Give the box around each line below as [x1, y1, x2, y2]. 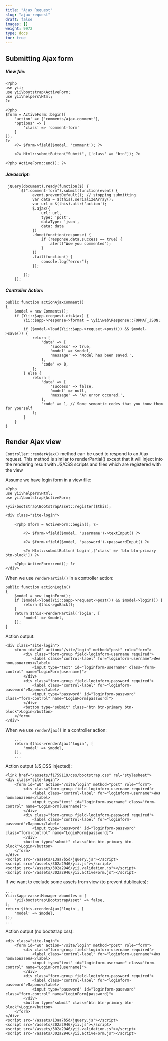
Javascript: [5, 171, 30, 177]
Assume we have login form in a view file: [5, 477, 92, 483]
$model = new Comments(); [14, 309, 69, 314]
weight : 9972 [5, 26, 33, 31]
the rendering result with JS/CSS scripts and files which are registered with [5, 461, 161, 467]
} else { [23, 371, 42, 376]
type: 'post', [41, 215, 71, 220]
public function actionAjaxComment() [5, 300, 85, 305]
